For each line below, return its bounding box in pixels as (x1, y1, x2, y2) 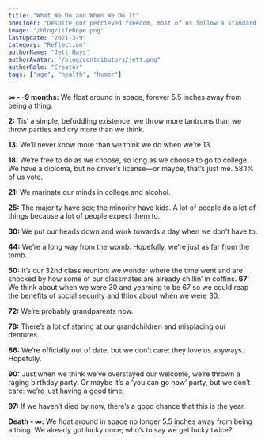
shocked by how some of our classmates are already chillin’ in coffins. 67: (8, 274, 250, 284)
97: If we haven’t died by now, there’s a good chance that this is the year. (8, 401, 246, 410)
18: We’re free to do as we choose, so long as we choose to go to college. (8, 155, 249, 165)
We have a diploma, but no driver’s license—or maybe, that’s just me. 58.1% (8, 163, 255, 173)
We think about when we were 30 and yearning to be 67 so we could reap (8, 282, 249, 291)
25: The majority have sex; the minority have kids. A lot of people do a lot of (8, 203, 256, 212)
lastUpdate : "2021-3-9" (8, 33, 87, 42)
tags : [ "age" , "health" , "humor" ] (8, 70, 123, 78)
